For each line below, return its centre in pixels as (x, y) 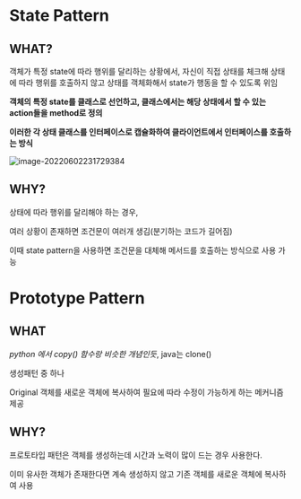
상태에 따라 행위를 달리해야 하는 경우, (74, 212)
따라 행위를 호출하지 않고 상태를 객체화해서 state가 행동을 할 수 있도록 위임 (148, 83)
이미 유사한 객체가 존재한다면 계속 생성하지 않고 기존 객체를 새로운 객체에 (136, 474)
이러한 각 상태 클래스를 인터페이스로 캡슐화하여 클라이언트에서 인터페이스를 (139, 132)
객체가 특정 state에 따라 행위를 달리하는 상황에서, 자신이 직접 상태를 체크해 (139, 71)
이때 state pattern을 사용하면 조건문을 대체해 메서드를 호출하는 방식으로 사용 (143, 250)
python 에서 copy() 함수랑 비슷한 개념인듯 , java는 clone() (111, 354)
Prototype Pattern (77, 298)
